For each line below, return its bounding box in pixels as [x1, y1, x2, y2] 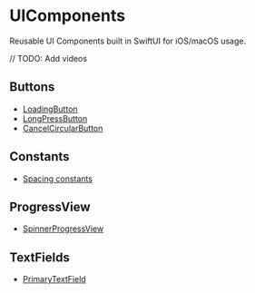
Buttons [9, 79, 55, 95]
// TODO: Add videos [9, 53, 88, 63]
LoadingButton [22, 103, 79, 114]
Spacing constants [22, 173, 93, 184]
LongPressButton [22, 112, 88, 123]
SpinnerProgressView [22, 223, 104, 234]
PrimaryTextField [22, 274, 86, 285]
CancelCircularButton [22, 122, 103, 133]
